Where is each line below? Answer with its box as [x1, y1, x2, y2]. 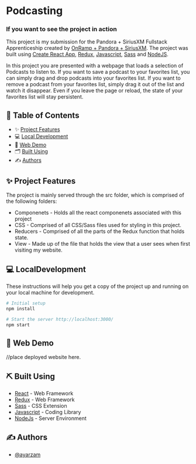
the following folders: [6, 198, 57, 205]
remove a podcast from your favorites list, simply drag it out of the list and [6, 81, 184, 88]
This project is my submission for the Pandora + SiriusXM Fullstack [6, 38, 168, 45]
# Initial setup [6, 300, 46, 306]
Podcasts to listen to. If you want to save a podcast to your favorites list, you [6, 69, 190, 76]
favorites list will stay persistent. [6, 93, 84, 100]
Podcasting [6, 4, 63, 18]
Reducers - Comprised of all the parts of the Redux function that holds [14, 228, 185, 235]
